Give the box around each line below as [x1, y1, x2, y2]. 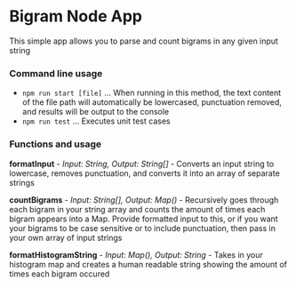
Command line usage [9, 67, 103, 79]
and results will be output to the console [21, 107, 170, 117]
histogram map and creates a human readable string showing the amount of [9, 259, 287, 269]
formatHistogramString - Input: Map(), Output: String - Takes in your [9, 249, 264, 260]
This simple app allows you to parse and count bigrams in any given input [9, 36, 278, 46]
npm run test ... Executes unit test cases [21, 116, 171, 126]
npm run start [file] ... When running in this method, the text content [21, 87, 282, 99]
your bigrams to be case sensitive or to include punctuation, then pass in [9, 222, 276, 233]
